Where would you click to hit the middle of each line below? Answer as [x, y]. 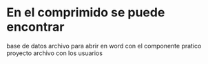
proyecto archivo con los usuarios [54, 53]
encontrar [35, 27]
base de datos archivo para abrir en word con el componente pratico [104, 46]
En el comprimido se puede [86, 13]
